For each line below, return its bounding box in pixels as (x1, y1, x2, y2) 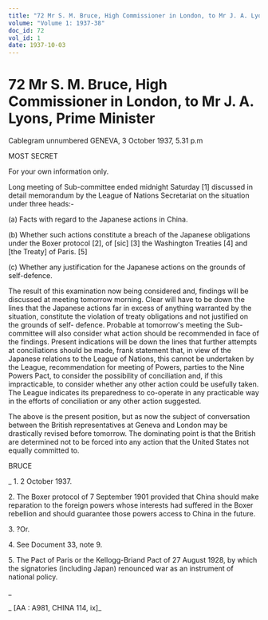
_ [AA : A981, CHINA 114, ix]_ (8, 603, 102, 613)
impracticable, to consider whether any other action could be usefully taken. (8, 379, 259, 389)
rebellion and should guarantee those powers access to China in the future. (8, 509, 256, 519)
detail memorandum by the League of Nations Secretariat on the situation (8, 190, 250, 200)
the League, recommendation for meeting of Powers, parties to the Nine (8, 363, 245, 372)
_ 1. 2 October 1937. (8, 477, 73, 486)
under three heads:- (8, 199, 74, 209)
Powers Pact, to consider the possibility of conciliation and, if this (8, 371, 223, 381)
